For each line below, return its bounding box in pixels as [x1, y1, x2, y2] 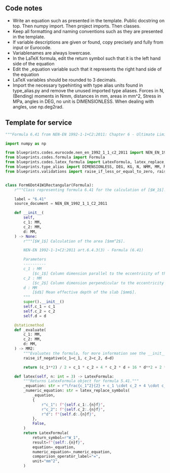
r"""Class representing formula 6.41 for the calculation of [14, 187, 146, 192]
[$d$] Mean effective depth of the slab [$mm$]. [32, 290, 137, 295]
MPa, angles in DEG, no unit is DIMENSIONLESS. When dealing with [12, 98, 154, 104]
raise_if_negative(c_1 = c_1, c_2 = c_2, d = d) [23, 355, 114, 360]
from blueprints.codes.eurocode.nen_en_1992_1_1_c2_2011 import [5, 150, 144, 155]
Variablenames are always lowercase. [12, 50, 92, 56]
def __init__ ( [14, 210, 44, 215]
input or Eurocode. [12, 44, 52, 50]
